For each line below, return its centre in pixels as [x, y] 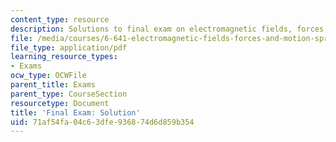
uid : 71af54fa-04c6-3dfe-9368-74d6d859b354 [102, 122]
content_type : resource [60, 19]
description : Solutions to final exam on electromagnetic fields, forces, [169, 29]
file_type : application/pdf [69, 47]
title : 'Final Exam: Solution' [75, 112]
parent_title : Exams [53, 85]
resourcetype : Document [60, 103]
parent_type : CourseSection [69, 94]
